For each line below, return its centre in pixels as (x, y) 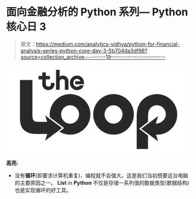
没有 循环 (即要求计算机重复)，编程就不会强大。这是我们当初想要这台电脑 (102, 176)
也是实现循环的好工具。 (43, 190)
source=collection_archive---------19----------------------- (93, 57)
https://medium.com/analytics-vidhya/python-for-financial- (108, 44)
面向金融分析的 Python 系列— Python (97, 12)
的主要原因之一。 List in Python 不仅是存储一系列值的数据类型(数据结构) (102, 183)
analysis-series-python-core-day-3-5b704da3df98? (84, 50)
